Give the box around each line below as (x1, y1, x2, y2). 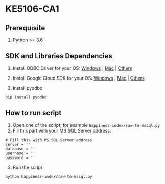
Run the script (12, 164, 42, 170)
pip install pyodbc (5, 95, 47, 100)
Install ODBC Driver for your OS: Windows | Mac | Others (12, 65, 132, 71)
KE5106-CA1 (5, 3, 60, 15)
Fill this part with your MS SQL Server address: (12, 127, 111, 134)
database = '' (5, 146, 36, 151)
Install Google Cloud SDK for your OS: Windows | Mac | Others (12, 75, 145, 81)
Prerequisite (5, 23, 45, 32)
